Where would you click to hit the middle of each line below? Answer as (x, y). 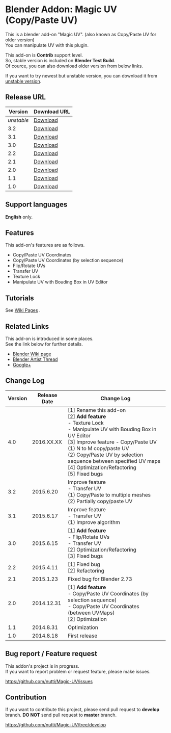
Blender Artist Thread (35, 359)
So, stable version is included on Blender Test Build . (60, 60)
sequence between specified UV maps (114, 461)
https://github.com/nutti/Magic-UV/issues (49, 681)
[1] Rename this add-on (97, 410)
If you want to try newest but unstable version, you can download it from (81, 75)
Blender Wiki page (32, 354)
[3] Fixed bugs (85, 556)
